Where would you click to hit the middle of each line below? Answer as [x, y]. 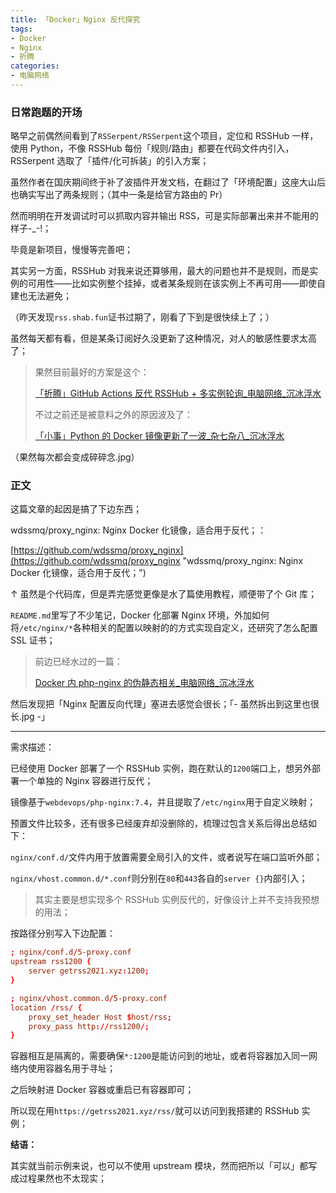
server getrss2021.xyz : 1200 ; [89, 971]
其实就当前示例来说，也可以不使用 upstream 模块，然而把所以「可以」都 [159, 1166]
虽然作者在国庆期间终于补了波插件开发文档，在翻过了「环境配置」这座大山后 [168, 182]
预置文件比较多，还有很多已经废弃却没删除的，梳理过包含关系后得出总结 [159, 823]
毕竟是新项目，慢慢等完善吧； [71, 250]
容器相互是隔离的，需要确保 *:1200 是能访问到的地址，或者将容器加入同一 [159, 1056]
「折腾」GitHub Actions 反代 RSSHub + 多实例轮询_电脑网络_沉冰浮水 [178, 393]
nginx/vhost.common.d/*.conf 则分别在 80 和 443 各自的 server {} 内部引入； [159, 878]
